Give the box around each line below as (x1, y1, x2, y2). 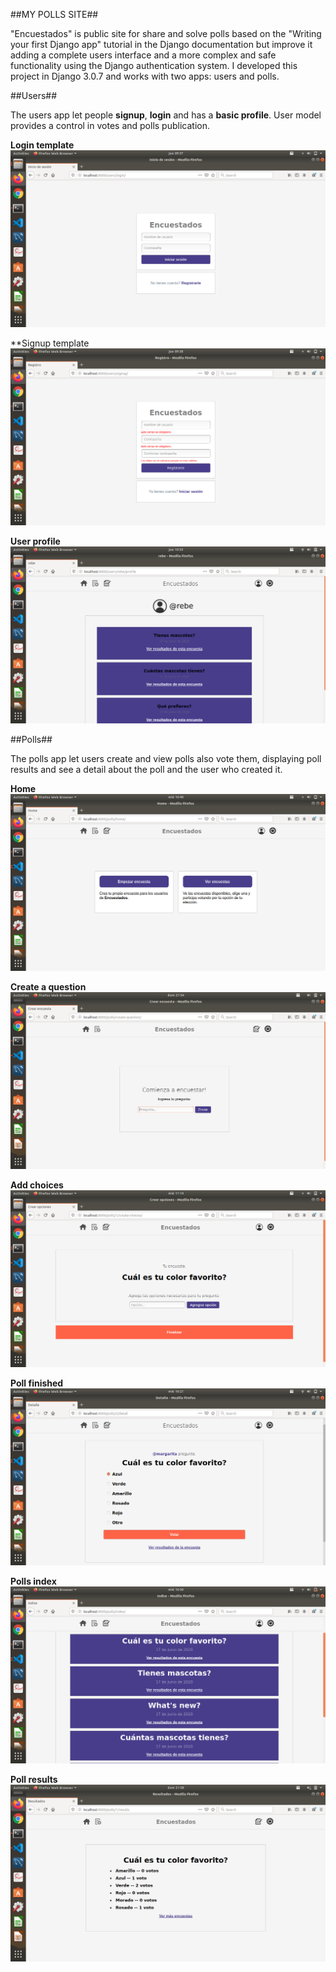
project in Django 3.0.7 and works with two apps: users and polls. (10, 70, 280, 82)
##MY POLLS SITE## (10, 9, 99, 20)
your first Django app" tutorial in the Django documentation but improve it (10, 39, 313, 50)
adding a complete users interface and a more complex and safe (10, 49, 277, 61)
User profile (10, 535, 61, 547)
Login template (10, 139, 75, 151)
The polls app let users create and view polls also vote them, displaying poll (10, 753, 322, 764)
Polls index (10, 1575, 57, 1587)
